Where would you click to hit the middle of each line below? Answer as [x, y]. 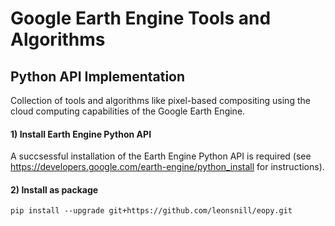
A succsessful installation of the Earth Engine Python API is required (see [161, 156]
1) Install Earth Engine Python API [81, 134]
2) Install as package [54, 189]
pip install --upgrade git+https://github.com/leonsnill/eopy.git [151, 211]
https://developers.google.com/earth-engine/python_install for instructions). [167, 167]
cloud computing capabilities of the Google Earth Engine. [128, 111]
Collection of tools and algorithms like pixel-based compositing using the [160, 100]
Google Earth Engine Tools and [141, 18]
